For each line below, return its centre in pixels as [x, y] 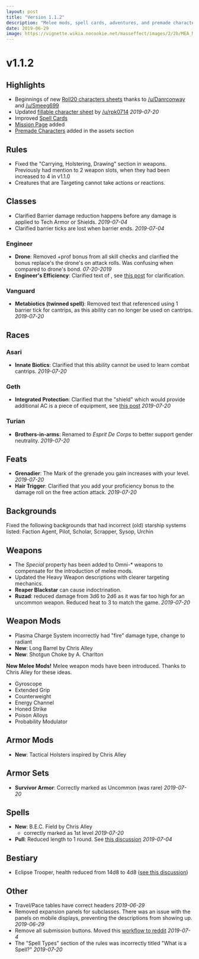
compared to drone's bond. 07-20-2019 [63, 269]
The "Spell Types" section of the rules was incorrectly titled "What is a [101, 943]
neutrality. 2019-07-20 [42, 441]
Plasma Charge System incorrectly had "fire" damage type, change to [100, 635]
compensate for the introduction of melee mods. [74, 571]
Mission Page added [40, 125]
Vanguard [21, 290]
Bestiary [22, 858]
